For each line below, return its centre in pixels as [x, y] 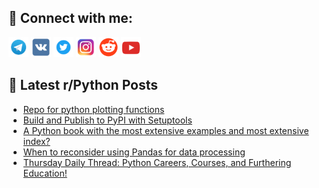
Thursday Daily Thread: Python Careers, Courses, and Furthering [157, 162]
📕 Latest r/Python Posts [83, 85]
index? [36, 141]
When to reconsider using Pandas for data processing [134, 152]
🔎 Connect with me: [70, 18]
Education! [45, 173]
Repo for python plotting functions [93, 109]
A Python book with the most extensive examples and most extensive [166, 130]
